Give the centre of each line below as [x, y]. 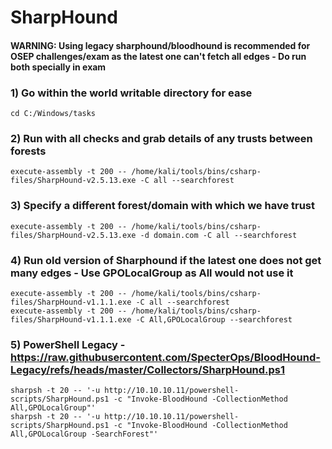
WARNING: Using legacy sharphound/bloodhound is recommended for [160, 45]
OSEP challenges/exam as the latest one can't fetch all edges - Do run [158, 56]
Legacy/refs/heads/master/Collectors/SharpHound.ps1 [148, 369]
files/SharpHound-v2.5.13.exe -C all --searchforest [122, 181]
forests [28, 151]
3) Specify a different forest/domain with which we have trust [163, 206]
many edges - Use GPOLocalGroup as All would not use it [152, 273]
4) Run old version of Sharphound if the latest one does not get [166, 260]
